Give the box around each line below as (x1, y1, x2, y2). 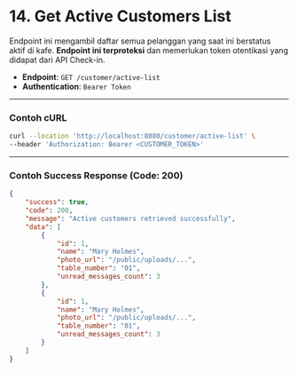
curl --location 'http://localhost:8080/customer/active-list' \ (9, 131, 255, 141)
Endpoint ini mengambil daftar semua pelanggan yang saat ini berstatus (9, 36, 271, 46)
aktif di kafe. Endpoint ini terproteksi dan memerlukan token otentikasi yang (9, 44, 288, 55)
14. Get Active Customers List (9, 6, 232, 27)
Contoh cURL (9, 111, 67, 123)
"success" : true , (25, 198, 90, 207)
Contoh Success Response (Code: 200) (9, 169, 184, 181)
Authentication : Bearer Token (21, 81, 131, 91)
